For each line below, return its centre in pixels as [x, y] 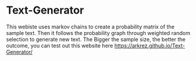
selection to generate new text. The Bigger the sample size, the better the [96, 39]
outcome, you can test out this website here [60, 46]
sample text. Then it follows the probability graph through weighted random [98, 33]
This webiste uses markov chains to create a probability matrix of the [90, 27]
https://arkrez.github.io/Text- [150, 46]
